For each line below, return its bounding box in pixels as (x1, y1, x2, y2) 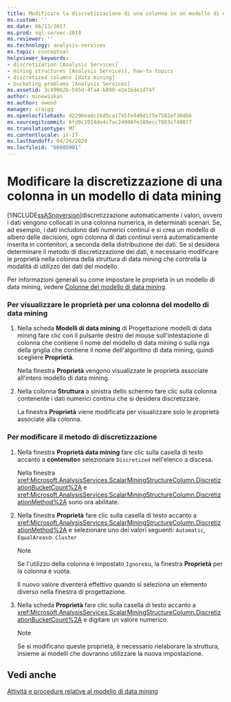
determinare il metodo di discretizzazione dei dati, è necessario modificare (7, 247, 219, 256)
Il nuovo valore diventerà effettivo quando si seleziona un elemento (16, 580, 208, 588)
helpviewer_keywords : (7, 55, 69, 62)
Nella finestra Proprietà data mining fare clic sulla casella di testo (16, 448, 203, 456)
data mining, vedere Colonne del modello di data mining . (7, 282, 167, 291)
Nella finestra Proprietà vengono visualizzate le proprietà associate (16, 367, 208, 375)
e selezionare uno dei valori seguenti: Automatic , (68, 525, 206, 534)
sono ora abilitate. (68, 497, 120, 506)
